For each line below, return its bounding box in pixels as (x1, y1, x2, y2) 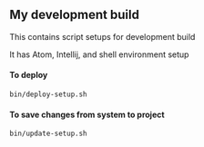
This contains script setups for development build (9, 31, 196, 42)
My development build (9, 7, 139, 23)
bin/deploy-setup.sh (9, 90, 88, 99)
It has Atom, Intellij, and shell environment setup (9, 49, 189, 60)
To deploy (9, 70, 48, 81)
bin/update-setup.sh (9, 129, 88, 139)
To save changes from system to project (9, 109, 166, 120)
